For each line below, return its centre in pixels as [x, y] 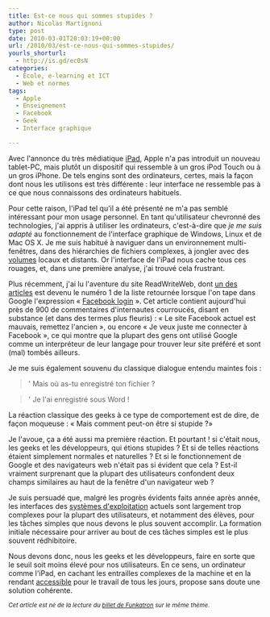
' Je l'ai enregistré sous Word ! [79, 399]
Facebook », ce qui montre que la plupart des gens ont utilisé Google [123, 335]
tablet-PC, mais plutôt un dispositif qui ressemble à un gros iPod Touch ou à [135, 167]
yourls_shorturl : [37, 53]
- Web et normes [43, 83]
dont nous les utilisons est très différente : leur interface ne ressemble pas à [135, 184]
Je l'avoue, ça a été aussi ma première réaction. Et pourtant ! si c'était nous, [134, 439]
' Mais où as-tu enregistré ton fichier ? [91, 383]
